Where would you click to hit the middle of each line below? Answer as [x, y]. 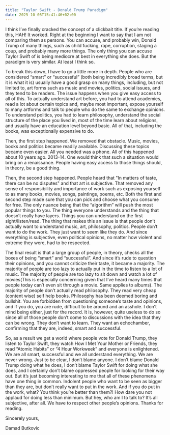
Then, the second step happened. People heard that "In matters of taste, [81, 178]
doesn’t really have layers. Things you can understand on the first [74, 215]
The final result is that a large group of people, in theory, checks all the [79, 252]
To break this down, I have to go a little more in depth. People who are [79, 71]
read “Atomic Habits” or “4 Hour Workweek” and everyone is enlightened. [82, 349]
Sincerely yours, [22, 418]
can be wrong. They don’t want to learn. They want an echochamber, [78, 323]
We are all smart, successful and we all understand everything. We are [79, 354]
